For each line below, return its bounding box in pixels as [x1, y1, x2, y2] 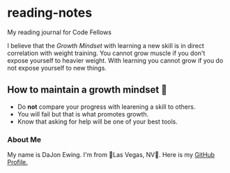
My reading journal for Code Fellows [7, 28, 112, 36]
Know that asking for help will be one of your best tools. [17, 117, 178, 126]
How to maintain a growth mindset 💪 [7, 84, 167, 96]
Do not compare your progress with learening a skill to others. [17, 103, 196, 111]
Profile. [7, 158, 28, 167]
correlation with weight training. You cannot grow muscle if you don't [7, 49, 206, 57]
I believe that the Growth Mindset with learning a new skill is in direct [7, 41, 204, 50]
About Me [7, 135, 42, 144]
